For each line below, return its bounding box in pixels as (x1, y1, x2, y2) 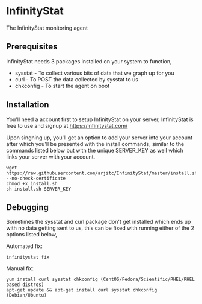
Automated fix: (6, 242, 43, 250)
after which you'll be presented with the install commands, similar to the (6, 140, 185, 147)
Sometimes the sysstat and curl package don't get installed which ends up (6, 218, 191, 226)
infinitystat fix (6, 255, 50, 261)
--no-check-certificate (6, 175, 66, 182)
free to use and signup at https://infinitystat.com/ (6, 122, 128, 129)
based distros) (6, 282, 44, 288)
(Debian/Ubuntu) (6, 293, 47, 299)
